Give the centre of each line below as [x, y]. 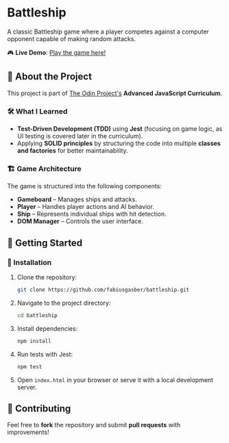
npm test [29, 367]
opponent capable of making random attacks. [71, 38]
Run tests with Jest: [45, 354]
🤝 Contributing [39, 408]
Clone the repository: [47, 277]
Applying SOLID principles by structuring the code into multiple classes [119, 143]
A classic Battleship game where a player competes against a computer [108, 31]
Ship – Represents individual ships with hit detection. [92, 214]
